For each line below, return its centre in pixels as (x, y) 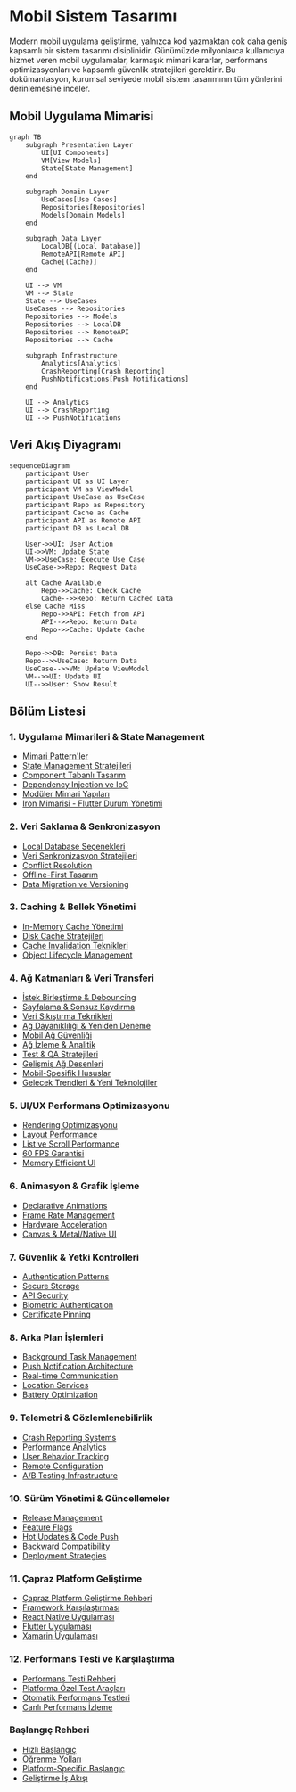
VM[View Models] (71, 160)
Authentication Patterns (66, 1277)
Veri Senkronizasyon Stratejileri (80, 855)
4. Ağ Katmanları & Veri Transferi (82, 978)
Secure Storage (51, 1286)
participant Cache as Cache (77, 513)
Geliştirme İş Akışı (55, 1778)
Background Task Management (79, 1357)
